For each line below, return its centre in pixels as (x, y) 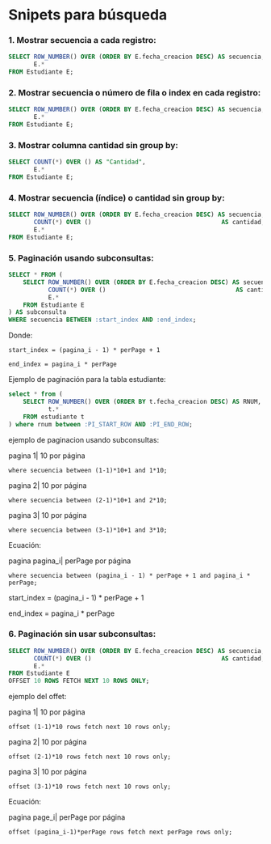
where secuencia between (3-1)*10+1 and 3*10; (88, 530)
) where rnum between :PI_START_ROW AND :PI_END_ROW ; (101, 424)
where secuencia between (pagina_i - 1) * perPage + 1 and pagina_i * (129, 575)
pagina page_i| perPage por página (67, 817)
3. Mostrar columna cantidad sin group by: (94, 145)
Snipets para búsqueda (88, 15)
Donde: (21, 335)
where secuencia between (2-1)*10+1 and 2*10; (88, 500)
